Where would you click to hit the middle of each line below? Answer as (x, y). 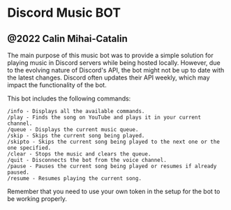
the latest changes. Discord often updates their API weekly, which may (109, 77)
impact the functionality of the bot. (57, 85)
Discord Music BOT (64, 13)
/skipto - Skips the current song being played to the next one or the (113, 142)
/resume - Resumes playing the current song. (74, 179)
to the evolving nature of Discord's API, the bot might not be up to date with (116, 70)
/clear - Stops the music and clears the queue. (79, 154)
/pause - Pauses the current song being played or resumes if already (112, 166)
